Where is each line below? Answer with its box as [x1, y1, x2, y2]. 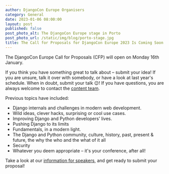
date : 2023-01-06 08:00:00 [5, 17, 62, 22]
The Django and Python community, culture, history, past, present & [12, 132, 154, 138]
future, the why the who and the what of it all [12, 137, 106, 143]
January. [5, 59, 24, 66]
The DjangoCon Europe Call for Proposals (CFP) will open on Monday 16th [5, 54, 159, 60]
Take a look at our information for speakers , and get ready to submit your [5, 157, 157, 163]
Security [12, 142, 30, 148]
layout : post [5, 21, 33, 27]
